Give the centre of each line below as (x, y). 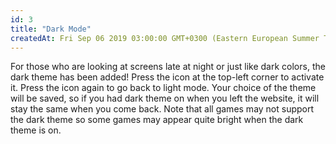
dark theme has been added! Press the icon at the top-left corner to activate (167, 77)
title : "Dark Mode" (51, 29)
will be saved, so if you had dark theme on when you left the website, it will (165, 98)
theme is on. (36, 130)
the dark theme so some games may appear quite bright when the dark (157, 120)
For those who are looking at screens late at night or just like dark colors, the (168, 67)
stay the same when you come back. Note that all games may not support (162, 109)
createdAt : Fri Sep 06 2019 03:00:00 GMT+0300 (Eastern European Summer (165, 38)
